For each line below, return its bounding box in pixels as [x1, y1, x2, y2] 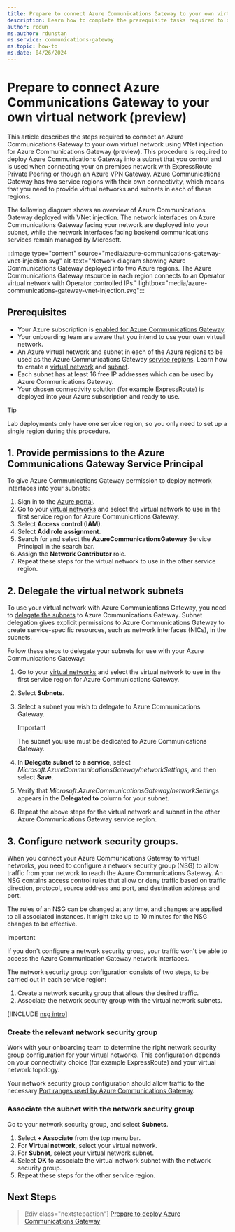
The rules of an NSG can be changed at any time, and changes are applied [7, 905, 222, 913]
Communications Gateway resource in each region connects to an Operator [7, 271, 225, 280]
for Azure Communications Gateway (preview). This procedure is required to [7, 147, 228, 156]
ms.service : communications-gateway [7, 36, 114, 43]
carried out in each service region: [7, 976, 107, 984]
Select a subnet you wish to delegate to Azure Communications [17, 702, 201, 711]
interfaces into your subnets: [7, 484, 90, 493]
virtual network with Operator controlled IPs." [7, 278, 138, 287]
